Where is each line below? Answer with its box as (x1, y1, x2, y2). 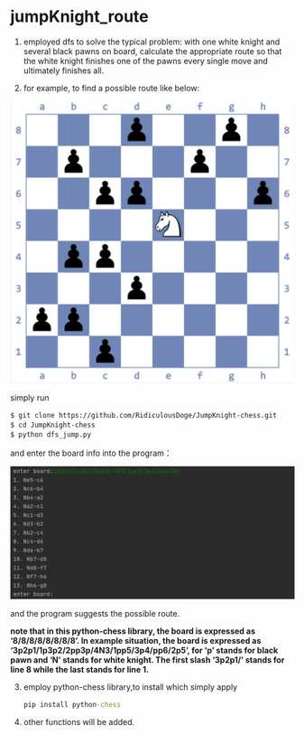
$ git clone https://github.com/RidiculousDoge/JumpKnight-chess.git (10, 410, 278, 419)
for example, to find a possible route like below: (23, 82, 200, 93)
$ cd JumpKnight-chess (10, 420, 96, 429)
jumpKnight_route (10, 6, 150, 27)
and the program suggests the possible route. (10, 608, 180, 619)
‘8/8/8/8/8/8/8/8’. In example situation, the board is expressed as (10, 636, 262, 646)
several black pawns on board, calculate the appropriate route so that (23, 45, 282, 56)
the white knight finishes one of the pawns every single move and (23, 55, 269, 66)
